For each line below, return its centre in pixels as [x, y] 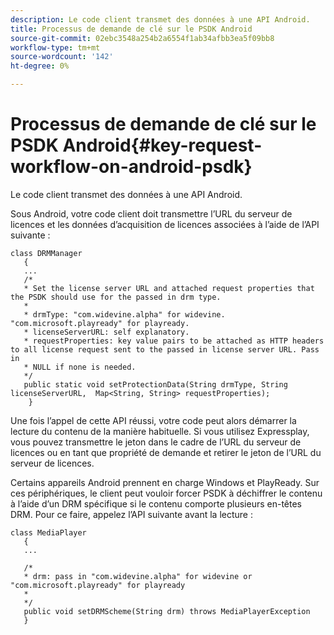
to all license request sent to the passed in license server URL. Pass [165, 349]
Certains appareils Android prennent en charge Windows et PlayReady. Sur [165, 482]
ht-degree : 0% [40, 66]
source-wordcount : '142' [62, 57]
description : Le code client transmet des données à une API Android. [160, 19]
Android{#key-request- [162, 145]
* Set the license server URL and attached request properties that [169, 288]
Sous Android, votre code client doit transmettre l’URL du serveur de [151, 213]
